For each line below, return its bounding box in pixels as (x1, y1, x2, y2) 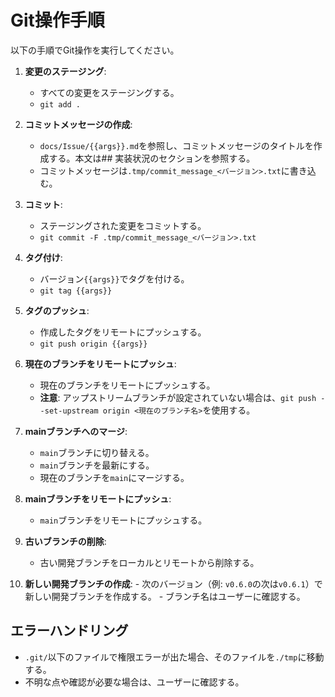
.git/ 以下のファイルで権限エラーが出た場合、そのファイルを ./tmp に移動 (24, 651, 325, 663)
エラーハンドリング (10, 622, 129, 640)
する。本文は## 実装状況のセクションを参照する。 (48, 152, 256, 164)
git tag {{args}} (39, 286, 113, 296)
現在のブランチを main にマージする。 (39, 471, 190, 483)
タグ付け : (24, 251, 63, 263)
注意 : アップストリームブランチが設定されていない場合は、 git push (39, 391, 317, 403)
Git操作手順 (10, 9, 105, 32)
